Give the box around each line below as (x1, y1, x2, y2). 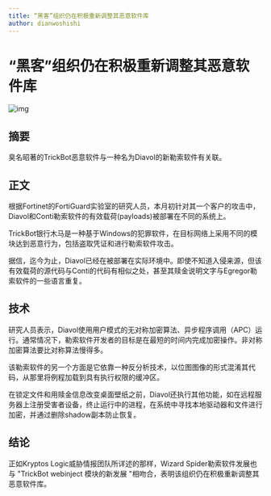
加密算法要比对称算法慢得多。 (8, 345, 107, 355)
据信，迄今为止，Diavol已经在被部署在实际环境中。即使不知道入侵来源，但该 (8, 256, 262, 266)
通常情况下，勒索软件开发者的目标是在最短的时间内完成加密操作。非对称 (22, 334, 263, 344)
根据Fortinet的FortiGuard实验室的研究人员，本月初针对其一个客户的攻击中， (8, 201, 261, 211)
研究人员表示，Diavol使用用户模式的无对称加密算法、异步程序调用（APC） (8, 325, 256, 334)
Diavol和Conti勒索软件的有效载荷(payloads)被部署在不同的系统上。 (8, 212, 231, 221)
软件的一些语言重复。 (15, 276, 86, 286)
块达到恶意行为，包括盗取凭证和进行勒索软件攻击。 (8, 239, 178, 249)
